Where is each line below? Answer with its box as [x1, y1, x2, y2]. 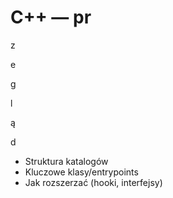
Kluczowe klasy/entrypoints [24, 166, 139, 178]
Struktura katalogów [24, 155, 109, 167]
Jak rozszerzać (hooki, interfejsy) [24, 176, 163, 188]
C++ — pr [10, 6, 92, 29]
